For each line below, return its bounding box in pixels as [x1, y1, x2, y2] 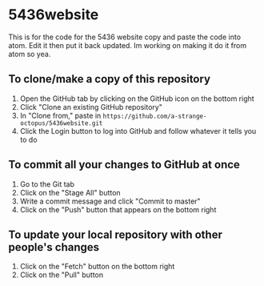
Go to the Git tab [19, 179, 74, 189]
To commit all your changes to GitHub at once [8, 158, 240, 171]
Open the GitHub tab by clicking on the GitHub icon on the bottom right [19, 94, 254, 103]
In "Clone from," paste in [19, 111, 102, 120]
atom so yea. [8, 49, 51, 58]
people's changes [8, 240, 100, 254]
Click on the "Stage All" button [19, 187, 122, 197]
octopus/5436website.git [19, 119, 103, 127]
